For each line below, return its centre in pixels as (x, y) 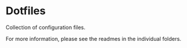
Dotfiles (26, 11)
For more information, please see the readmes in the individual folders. (93, 39)
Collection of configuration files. (46, 27)
